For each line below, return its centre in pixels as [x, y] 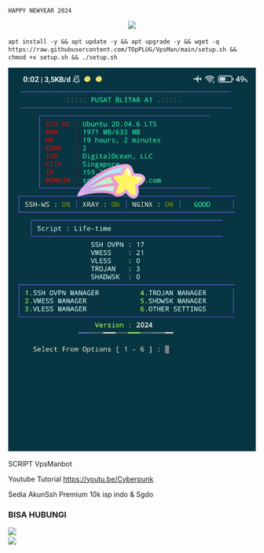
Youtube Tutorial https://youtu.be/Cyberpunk [81, 479]
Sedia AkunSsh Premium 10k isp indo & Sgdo [81, 494]
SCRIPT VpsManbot [40, 463]
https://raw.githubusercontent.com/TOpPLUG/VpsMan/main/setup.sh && [123, 50]
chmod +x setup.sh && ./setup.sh [63, 57]
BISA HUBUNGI [37, 514]
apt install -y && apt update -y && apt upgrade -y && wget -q [114, 42]
